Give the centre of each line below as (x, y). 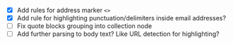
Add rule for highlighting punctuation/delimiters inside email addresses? (121, 18)
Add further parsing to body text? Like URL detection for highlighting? (118, 34)
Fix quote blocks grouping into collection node (84, 26)
